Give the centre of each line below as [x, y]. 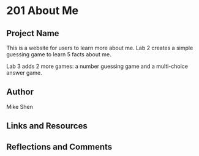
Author [20, 92]
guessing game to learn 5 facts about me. [59, 54]
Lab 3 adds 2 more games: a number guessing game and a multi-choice [97, 66]
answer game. [24, 73]
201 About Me [43, 11]
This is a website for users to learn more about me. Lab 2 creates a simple [100, 48]
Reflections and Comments [59, 147]
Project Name [33, 33]
